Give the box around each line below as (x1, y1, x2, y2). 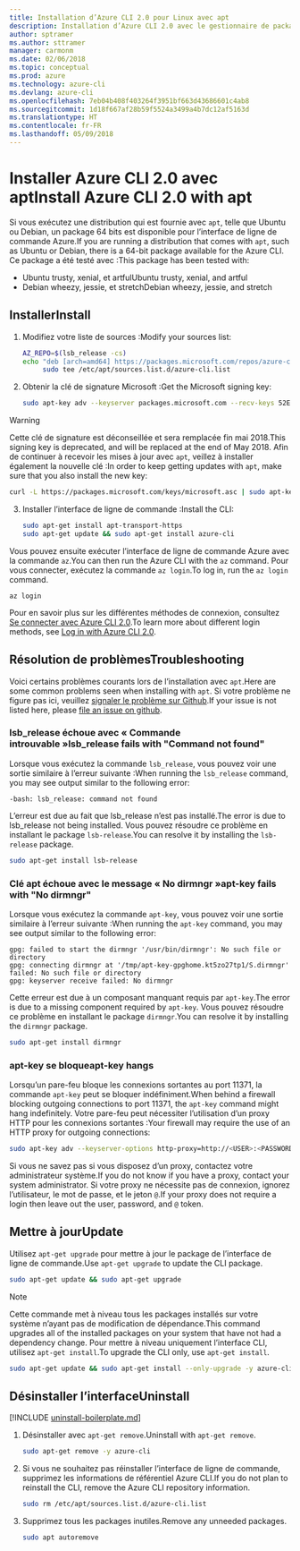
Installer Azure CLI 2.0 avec (9, 168, 219, 189)
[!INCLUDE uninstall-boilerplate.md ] (9, 1412, 141, 1423)
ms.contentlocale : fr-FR (9, 122, 102, 131)
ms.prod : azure (9, 72, 66, 81)
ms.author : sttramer (9, 38, 87, 47)
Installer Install (9, 308, 91, 323)
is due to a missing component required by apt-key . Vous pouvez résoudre (9, 1001, 284, 1012)
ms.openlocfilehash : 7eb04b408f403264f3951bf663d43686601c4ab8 (9, 96, 250, 106)
